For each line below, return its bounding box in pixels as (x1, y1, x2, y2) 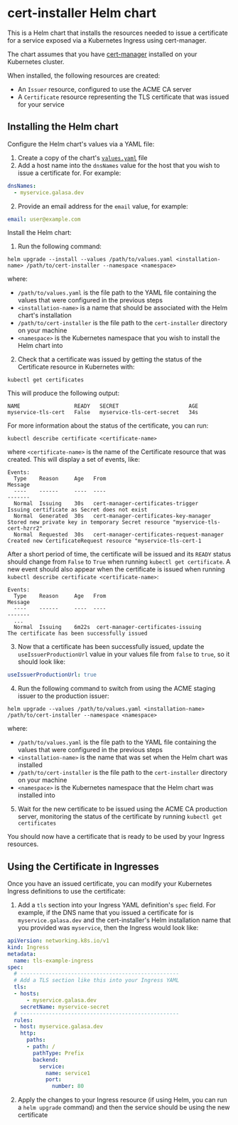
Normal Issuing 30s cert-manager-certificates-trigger (13, 500, 199, 507)
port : (45, 1076, 62, 1083)
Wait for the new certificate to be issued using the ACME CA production (17, 805, 228, 813)
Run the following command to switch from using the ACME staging (17, 685, 215, 693)
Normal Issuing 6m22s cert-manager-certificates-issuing (13, 624, 202, 631)
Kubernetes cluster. (7, 57, 65, 65)
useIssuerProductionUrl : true (7, 671, 97, 679)
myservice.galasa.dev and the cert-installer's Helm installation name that (17, 916, 231, 924)
